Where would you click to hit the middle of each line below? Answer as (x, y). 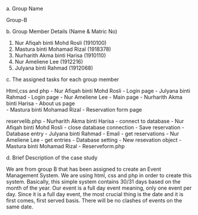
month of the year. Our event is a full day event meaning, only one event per (99, 188)
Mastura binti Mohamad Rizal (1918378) (63, 49)
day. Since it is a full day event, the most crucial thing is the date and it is (95, 194)
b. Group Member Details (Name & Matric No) (62, 31)
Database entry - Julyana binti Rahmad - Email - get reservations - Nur (93, 133)
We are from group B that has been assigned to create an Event (84, 169)
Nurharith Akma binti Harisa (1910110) (60, 55)
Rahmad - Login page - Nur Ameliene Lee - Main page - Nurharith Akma (94, 97)
